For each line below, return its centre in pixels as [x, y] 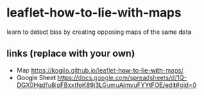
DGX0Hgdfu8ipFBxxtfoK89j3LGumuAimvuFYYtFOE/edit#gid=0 [107, 85]
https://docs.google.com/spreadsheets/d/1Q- [122, 77]
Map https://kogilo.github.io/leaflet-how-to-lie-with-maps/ [100, 70]
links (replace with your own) [71, 54]
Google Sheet [36, 77]
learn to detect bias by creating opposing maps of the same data [99, 32]
